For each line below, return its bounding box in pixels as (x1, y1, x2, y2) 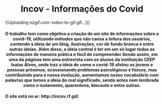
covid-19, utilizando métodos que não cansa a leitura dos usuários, (13, 35, 151, 42)
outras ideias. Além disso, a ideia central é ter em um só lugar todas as (9, 46, 155, 52)
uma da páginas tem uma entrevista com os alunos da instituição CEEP (9, 56, 155, 62)
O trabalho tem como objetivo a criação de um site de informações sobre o (5, 31, 159, 36)
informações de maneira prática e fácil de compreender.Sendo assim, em (6, 51, 158, 57)
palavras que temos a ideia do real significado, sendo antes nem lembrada (5, 77, 159, 83)
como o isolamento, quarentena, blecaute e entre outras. (23, 82, 141, 88)
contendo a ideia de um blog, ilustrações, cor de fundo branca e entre (10, 41, 154, 47)
